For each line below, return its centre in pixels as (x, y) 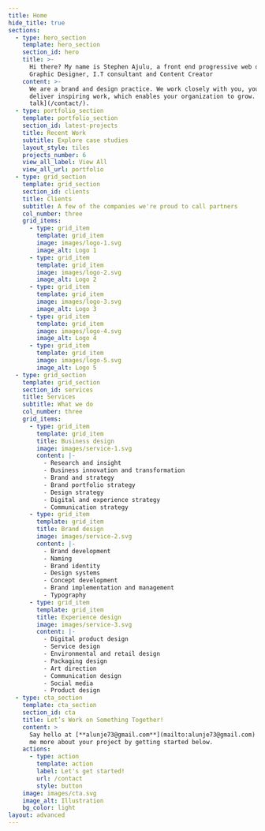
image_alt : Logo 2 (67, 280)
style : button (60, 786)
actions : (37, 749)
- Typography (65, 595)
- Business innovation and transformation (114, 470)
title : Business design (75, 441)
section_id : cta (49, 713)
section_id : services (58, 390)
